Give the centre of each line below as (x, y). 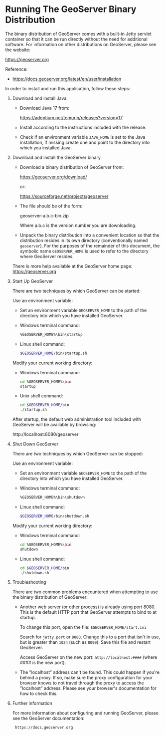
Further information (32, 703)
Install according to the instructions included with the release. (83, 127)
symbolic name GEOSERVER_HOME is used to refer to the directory (84, 251)
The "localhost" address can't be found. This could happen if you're (90, 672)
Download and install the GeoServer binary (56, 157)
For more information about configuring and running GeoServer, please (85, 713)
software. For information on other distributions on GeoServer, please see (81, 44)
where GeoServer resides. (47, 256)
